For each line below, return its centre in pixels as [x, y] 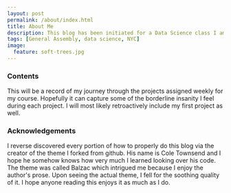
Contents [23, 76]
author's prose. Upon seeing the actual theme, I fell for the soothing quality [113, 175]
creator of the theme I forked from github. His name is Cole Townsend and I [114, 153]
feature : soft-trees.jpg [49, 52]
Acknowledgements [42, 131]
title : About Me [30, 26]
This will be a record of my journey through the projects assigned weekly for [115, 91]
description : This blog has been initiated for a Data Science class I [112, 33]
